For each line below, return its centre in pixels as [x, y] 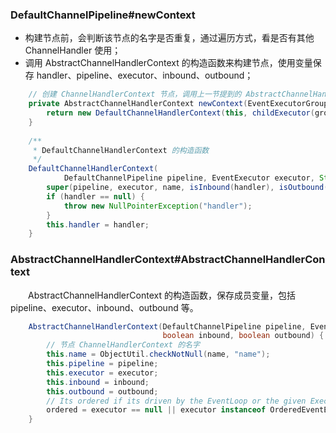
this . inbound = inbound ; [98, 382]
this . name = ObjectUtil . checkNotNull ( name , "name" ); [158, 354]
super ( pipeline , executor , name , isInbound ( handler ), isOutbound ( [187, 188]
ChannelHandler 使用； [73, 50]
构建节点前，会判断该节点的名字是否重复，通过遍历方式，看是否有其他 [169, 38]
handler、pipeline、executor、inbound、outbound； [145, 75]
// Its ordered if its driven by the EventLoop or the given [176, 401]
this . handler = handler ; [98, 224]
